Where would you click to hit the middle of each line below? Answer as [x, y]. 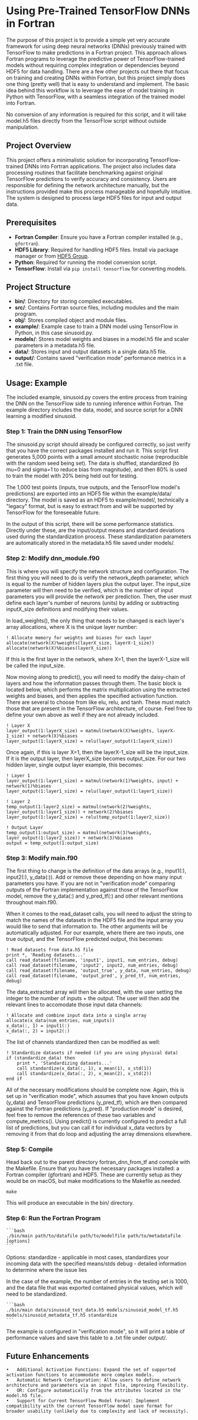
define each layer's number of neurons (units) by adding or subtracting [92, 602]
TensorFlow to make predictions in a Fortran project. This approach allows [97, 52]
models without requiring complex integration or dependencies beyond [92, 65]
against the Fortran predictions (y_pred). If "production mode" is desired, [95, 1109]
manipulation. [23, 127]
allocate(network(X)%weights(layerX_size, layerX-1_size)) [80, 643]
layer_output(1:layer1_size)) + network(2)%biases [70, 812]
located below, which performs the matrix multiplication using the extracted [98, 690]
